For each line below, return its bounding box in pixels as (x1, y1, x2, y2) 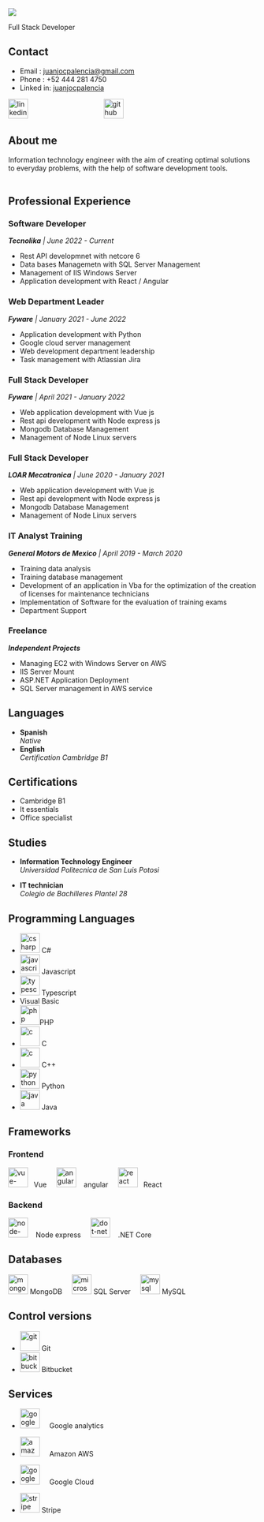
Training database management (19, 572, 124, 582)
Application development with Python (19, 329, 142, 338)
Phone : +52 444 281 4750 (19, 74, 107, 84)
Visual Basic (19, 997, 60, 1006)
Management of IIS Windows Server (19, 268, 137, 278)
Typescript (41, 988, 76, 997)
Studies (8, 836, 47, 849)
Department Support (19, 605, 87, 615)
